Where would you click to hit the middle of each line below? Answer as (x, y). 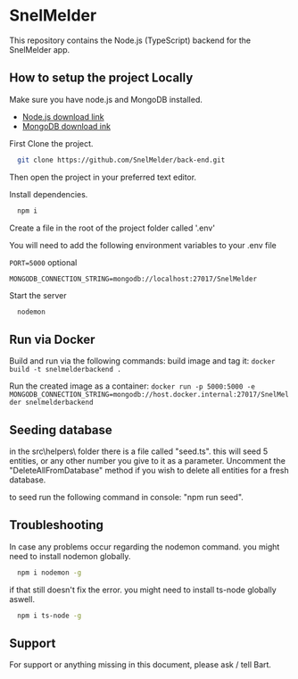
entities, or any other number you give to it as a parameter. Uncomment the (147, 461)
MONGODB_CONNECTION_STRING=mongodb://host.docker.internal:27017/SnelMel (149, 395)
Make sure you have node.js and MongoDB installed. (106, 99)
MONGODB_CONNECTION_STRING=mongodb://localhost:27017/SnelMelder (133, 279)
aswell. (22, 599)
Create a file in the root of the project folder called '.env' (112, 228)
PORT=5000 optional (43, 262)
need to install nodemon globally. (70, 556)
